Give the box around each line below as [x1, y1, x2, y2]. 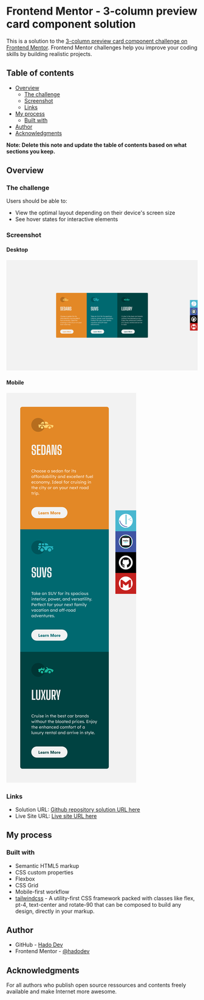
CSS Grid [15, 881, 38, 889]
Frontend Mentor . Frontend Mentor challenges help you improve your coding [6, 44, 198, 51]
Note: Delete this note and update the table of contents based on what [6, 141, 187, 149]
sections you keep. [6, 147, 56, 155]
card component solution [6, 17, 136, 31]
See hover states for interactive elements [15, 216, 118, 223]
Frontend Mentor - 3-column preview [6, 4, 198, 18]
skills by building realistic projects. [6, 50, 92, 57]
